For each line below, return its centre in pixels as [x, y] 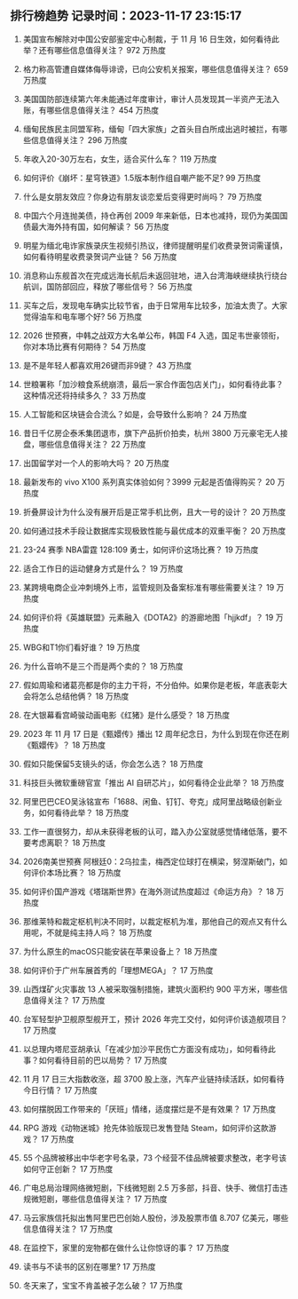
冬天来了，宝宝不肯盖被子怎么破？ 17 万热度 [103, 1285]
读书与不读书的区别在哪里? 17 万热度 [89, 1266]
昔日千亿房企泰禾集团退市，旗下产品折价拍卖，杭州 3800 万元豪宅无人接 [155, 432]
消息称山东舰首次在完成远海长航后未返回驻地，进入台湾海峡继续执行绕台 [155, 275]
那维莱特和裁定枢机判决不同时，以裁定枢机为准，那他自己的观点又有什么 [155, 921]
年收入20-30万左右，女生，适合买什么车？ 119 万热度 [120, 159]
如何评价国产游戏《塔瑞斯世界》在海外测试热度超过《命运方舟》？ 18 [149, 891]
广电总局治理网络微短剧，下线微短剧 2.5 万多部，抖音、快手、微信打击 [151, 1187]
